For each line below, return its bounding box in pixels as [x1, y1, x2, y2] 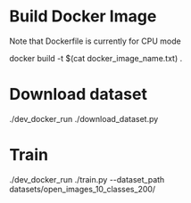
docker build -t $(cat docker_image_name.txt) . [9, 53, 183, 63]
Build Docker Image [9, 6, 157, 27]
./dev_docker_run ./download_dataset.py [9, 113, 159, 124]
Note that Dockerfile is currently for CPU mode [9, 36, 181, 46]
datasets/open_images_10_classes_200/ [9, 183, 156, 194]
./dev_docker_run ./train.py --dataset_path [9, 174, 165, 184]
